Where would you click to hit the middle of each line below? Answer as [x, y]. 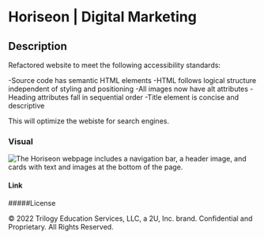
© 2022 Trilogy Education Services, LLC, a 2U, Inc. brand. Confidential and [130, 218]
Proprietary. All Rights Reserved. [61, 226]
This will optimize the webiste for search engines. [89, 121]
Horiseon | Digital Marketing [103, 17]
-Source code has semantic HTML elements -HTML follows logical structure [132, 80]
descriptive [26, 106]
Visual [21, 141]
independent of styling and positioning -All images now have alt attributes [128, 89]
